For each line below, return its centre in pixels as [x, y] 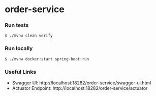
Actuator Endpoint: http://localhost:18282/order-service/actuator [80, 88]
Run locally [19, 48]
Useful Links [21, 72]
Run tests [17, 25]
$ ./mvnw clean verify [29, 36]
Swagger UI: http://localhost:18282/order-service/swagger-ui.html [82, 83]
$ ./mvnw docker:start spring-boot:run [47, 59]
